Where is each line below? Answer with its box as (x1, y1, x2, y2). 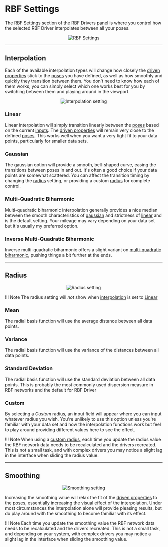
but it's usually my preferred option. (5, 223, 79, 229)
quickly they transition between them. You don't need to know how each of (5, 78, 160, 84)
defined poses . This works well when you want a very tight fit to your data (5, 133, 158, 139)
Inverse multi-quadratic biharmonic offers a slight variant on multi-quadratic (5, 246, 161, 253)
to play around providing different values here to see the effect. (5, 426, 135, 433)
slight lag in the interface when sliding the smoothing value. (5, 536, 128, 542)
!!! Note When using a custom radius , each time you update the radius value (5, 436, 161, 442)
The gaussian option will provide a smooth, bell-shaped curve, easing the (5, 162, 156, 168)
